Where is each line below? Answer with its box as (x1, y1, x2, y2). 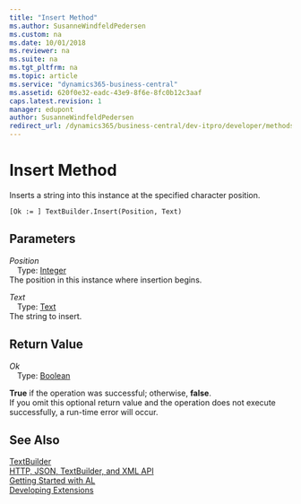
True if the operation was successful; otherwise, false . (9, 387, 212, 398)
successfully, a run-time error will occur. (9, 406, 159, 417)
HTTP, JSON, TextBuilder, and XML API (9, 465, 154, 476)
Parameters (9, 231, 76, 247)
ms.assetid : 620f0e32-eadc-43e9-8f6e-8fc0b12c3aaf (9, 88, 202, 97)
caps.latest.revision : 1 (9, 96, 102, 106)
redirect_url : (9, 122, 63, 131)
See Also (9, 432, 60, 448)
